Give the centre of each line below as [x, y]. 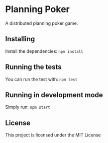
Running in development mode [54, 95]
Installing [20, 39]
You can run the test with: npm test [41, 79]
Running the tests [33, 67]
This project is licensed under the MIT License [53, 135]
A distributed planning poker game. [42, 23]
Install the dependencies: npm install [44, 51]
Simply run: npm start [28, 107]
